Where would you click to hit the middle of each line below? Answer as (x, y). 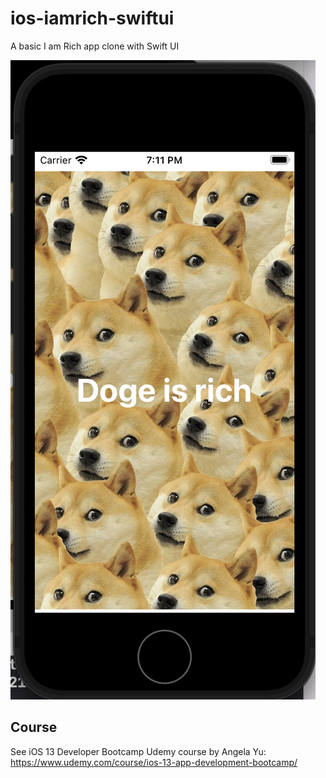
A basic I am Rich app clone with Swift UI (95, 46)
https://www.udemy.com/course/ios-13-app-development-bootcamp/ (154, 762)
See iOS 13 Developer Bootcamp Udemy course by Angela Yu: (138, 751)
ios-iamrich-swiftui (92, 18)
